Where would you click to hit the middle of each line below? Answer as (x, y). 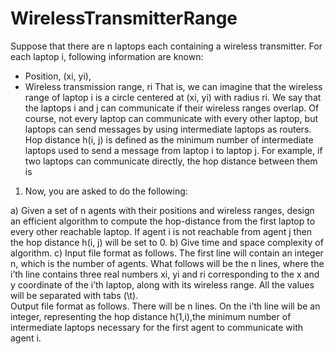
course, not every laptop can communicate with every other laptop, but (171, 118)
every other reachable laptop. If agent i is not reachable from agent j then (161, 231)
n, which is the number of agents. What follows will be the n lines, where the (167, 263)
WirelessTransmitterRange (124, 18)
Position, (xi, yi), (58, 76)
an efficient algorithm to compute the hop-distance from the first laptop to (163, 221)
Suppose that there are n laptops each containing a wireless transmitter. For (166, 46)
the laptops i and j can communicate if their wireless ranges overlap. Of (172, 108)
